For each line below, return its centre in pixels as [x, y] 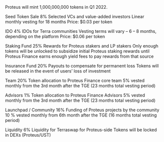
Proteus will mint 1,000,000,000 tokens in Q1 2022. [56, 7]
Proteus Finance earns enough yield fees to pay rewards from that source [80, 56]
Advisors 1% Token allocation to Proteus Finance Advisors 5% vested [75, 95]
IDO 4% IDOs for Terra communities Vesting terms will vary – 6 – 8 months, [81, 31]
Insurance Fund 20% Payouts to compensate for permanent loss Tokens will [82, 66]
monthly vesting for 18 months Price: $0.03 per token [59, 22]
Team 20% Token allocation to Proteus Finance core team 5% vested [75, 81]
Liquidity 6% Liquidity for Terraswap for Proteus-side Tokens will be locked [81, 130]
